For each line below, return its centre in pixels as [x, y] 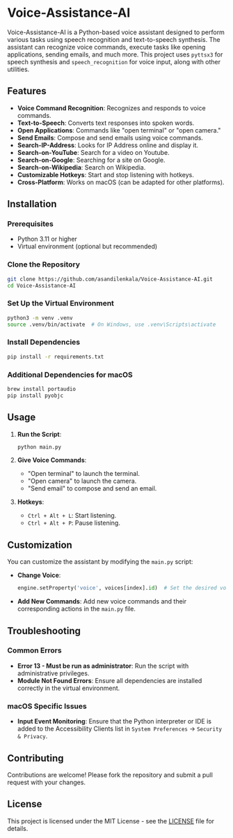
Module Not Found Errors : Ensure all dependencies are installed [110, 680]
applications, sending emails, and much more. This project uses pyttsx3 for [115, 54]
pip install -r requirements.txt [56, 357]
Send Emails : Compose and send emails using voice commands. [110, 137]
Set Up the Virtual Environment [61, 304]
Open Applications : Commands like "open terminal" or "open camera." [119, 130]
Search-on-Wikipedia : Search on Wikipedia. [81, 167]
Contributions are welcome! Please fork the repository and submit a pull [110, 775]
